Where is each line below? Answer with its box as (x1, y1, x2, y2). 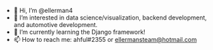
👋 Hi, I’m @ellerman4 (13, 7, 73, 14)
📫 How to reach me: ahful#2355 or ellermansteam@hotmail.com (13, 36, 197, 43)
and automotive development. (13, 21, 98, 28)
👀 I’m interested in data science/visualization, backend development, (13, 14, 207, 22)
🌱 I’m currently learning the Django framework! (13, 28, 145, 36)
